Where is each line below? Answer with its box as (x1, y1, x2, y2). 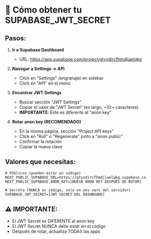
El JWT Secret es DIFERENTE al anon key (12, 218, 95, 224)
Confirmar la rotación (19, 138, 62, 144)
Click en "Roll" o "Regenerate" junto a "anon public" (19, 134, 123, 139)
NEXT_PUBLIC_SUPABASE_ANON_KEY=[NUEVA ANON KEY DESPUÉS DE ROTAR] (5, 179, 142, 184)
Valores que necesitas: (5, 158, 76, 166)
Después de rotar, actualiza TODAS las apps (12, 228, 101, 234)
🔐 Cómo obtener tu (5, 4, 82, 16)
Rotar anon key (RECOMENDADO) (12, 119, 81, 124)
